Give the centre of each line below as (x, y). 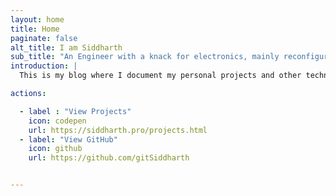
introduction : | (44, 66)
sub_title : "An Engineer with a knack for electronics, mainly (145, 57)
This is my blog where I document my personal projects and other (160, 76)
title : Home (35, 29)
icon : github (55, 149)
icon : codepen (57, 121)
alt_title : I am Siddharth (66, 47)
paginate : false (44, 38)
